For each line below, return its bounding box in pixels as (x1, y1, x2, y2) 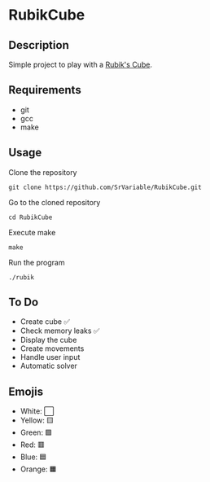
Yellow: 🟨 (20, 415, 55, 425)
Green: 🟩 (20, 427, 53, 437)
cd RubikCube (8, 213, 53, 221)
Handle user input (20, 353, 81, 362)
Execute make (8, 227, 56, 237)
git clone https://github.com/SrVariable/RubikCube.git (8, 183, 202, 191)
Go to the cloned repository (8, 197, 101, 207)
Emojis (8, 384, 43, 398)
